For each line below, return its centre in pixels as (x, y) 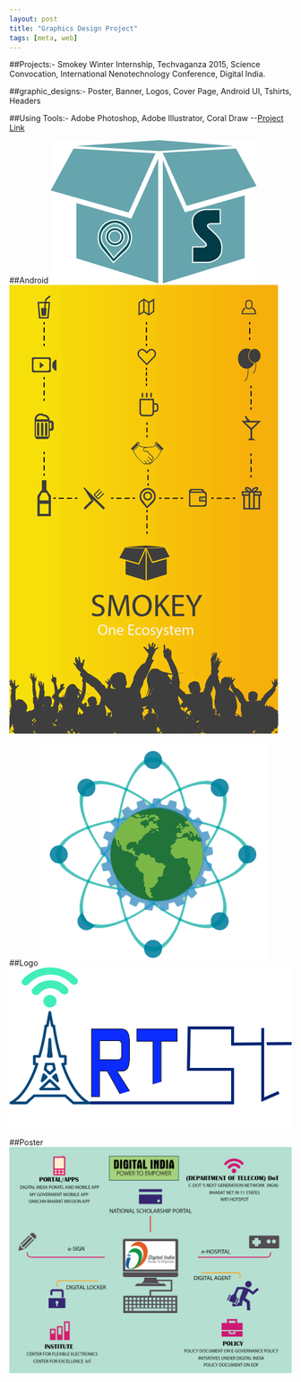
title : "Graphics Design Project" (74, 28)
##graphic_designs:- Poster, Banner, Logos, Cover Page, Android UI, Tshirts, (150, 92)
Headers (25, 101)
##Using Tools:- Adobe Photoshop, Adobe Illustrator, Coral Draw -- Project (146, 118)
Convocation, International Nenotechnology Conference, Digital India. (138, 74)
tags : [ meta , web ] (43, 38)
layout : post (34, 19)
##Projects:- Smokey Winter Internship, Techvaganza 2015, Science (135, 65)
